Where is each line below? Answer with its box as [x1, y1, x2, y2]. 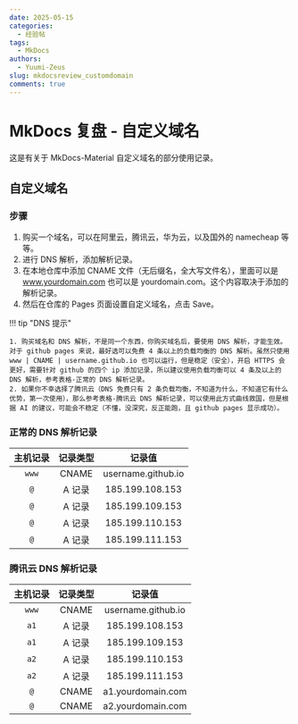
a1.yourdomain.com [103, 685, 187, 697]
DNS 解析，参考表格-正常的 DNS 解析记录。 [9, 375, 149, 384]
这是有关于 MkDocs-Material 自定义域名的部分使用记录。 [9, 152, 219, 163]
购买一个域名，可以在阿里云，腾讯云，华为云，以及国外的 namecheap [21, 232, 279, 242]
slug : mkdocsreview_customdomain [9, 72, 134, 80]
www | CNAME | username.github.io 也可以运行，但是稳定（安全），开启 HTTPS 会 [9, 357, 286, 366]
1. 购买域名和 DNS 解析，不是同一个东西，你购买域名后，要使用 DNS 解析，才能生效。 [9, 337, 287, 347]
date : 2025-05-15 [9, 13, 74, 22]
